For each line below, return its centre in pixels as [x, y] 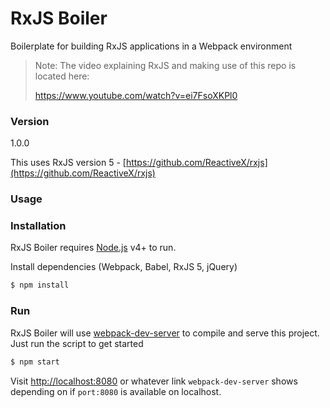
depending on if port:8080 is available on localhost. [116, 391]
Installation [38, 226]
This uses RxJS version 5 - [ [68, 163]
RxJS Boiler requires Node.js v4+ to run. [93, 248]
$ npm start [35, 362]
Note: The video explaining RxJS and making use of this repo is [165, 65]
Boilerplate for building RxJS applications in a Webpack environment [151, 46]
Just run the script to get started [77, 343]
